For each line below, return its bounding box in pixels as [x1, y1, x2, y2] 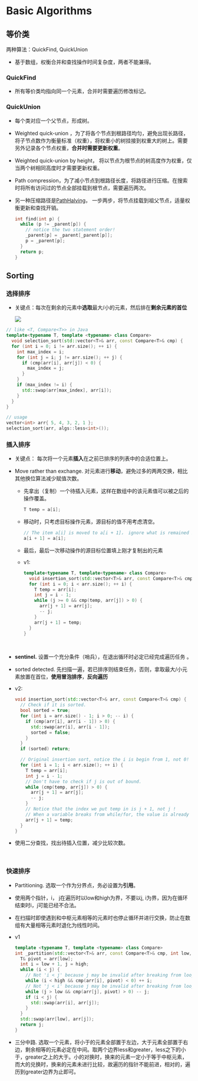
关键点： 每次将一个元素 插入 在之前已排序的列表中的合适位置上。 [14, 455, 171, 462]
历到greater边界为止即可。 [14, 1068, 80, 1075]
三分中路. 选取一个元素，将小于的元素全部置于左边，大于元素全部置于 [14, 1038, 183, 1046]
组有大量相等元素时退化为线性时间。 [14, 922, 103, 929]
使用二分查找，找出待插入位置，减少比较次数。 [14, 839, 128, 846]
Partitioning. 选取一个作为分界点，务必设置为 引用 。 [14, 881, 138, 888]
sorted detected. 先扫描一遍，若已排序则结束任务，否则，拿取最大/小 [14, 666, 183, 673]
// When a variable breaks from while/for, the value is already [25, 811, 190, 818]
